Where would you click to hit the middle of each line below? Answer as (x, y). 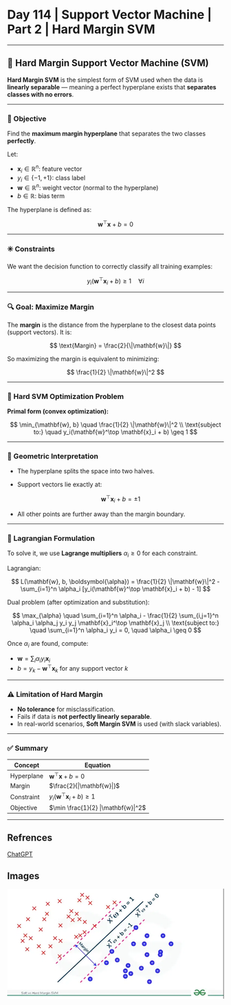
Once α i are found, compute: (48, 644)
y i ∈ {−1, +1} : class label (51, 179)
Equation (98, 765)
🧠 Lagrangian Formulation (51, 538)
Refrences (30, 837)
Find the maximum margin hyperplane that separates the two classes (107, 133)
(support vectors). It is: (40, 332)
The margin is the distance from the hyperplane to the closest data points (112, 325)
